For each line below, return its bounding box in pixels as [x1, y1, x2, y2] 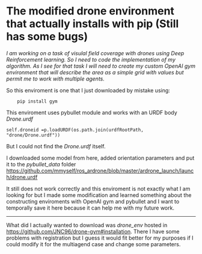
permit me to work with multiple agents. [6, 75, 105, 82]
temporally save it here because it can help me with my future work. [6, 204, 174, 211]
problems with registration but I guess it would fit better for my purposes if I [6, 234, 194, 241]
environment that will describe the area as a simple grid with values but [6, 68, 185, 76]
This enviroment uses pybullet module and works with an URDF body [6, 109, 177, 116]
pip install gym [17, 98, 58, 104]
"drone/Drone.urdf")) [6, 132, 61, 138]
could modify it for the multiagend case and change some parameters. [6, 240, 181, 247]
